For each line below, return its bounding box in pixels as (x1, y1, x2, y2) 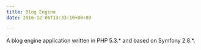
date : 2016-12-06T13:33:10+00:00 (6, 15, 92, 21)
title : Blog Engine (6, 9, 56, 15)
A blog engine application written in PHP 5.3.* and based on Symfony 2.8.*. (6, 37, 196, 44)
